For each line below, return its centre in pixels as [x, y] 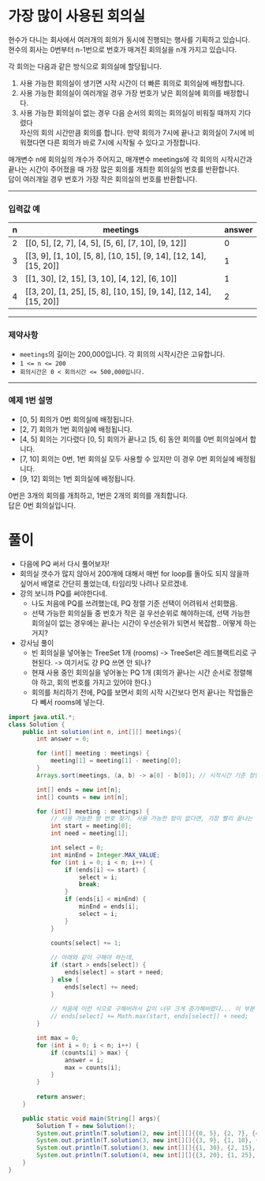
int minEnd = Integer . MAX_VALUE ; [105, 855]
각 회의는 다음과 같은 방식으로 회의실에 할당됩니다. [85, 66]
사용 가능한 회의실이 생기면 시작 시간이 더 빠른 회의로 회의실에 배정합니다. [132, 83]
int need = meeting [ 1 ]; [89, 834]
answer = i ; [84, 1060]
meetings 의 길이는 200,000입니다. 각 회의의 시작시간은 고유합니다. [122, 354]
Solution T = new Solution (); [86, 1126]
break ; [90, 884]
